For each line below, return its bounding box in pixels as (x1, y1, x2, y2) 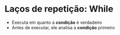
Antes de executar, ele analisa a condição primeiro (11, 24, 115, 30)
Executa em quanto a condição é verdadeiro (11, 19, 102, 25)
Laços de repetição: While (4, 3, 114, 15)
